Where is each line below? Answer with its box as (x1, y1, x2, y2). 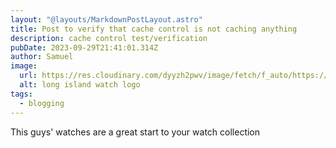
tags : (10, 89, 33, 99)
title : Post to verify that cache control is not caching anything (10, 24, 298, 34)
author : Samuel (10, 52, 74, 62)
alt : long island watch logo (19, 80, 141, 90)
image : (10, 61, 38, 71)
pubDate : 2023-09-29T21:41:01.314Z (10, 42, 159, 53)
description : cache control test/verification (10, 33, 208, 43)
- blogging (19, 98, 65, 108)
